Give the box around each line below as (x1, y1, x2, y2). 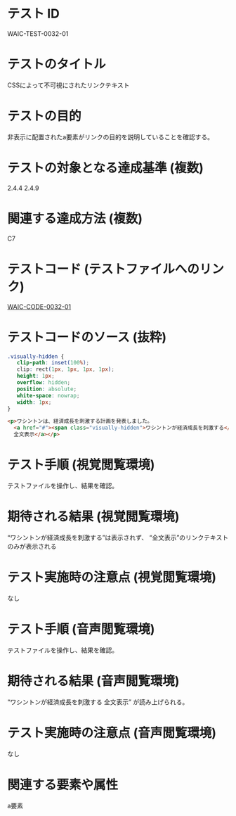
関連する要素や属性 (7, 777, 119, 793)
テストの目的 (7, 108, 82, 125)
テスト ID (7, 6, 60, 22)
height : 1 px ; (16, 373, 55, 380)
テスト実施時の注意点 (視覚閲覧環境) (7, 570, 216, 585)
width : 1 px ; (16, 398, 52, 406)
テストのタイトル (7, 56, 107, 72)
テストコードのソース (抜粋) (7, 329, 167, 345)
